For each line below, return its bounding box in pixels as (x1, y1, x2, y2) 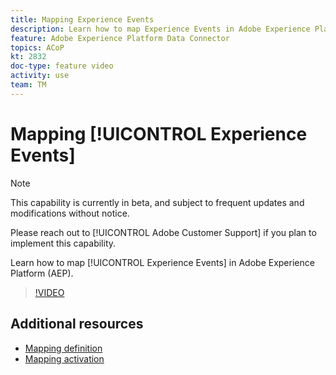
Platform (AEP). (10, 267, 74, 279)
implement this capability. (10, 237, 117, 249)
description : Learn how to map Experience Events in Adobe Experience (10, 24, 311, 34)
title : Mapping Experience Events (10, 14, 155, 25)
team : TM (10, 80, 47, 90)
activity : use (10, 71, 70, 81)
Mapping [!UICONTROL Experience (10, 122, 308, 145)
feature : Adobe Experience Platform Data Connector (10, 33, 230, 43)
